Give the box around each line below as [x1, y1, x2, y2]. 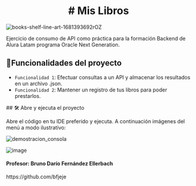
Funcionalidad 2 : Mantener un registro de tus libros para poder [14, 86, 167, 93]
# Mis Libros [68, 4, 129, 18]
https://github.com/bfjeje [6, 173, 66, 180]
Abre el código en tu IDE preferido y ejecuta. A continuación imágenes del [6, 117, 185, 124]
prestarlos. [14, 92, 41, 99]
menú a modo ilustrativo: [6, 124, 66, 131]
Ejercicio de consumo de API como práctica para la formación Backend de [6, 35, 186, 42]
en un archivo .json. [14, 80, 63, 87]
